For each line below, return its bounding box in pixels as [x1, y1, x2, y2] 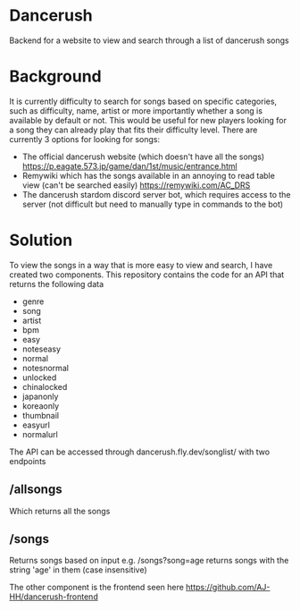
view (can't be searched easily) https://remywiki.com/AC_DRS [21, 180, 251, 191]
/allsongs [9, 482, 62, 497]
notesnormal [21, 362, 70, 373]
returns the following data [9, 278, 104, 289]
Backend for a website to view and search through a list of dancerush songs [9, 35, 289, 46]
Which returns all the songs [9, 505, 111, 516]
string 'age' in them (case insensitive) [9, 564, 147, 575]
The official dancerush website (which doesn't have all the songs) [21, 151, 265, 162]
